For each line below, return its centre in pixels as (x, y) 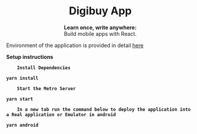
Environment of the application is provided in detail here (75, 45)
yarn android (22, 125)
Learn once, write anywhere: (100, 27)
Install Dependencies (44, 68)
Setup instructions (30, 57)
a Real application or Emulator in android (61, 114)
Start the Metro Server (47, 88)
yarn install (22, 78)
